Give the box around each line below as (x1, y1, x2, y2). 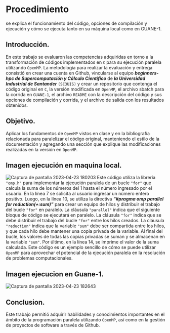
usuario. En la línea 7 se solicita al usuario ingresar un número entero (6, 191, 150, 197)
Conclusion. (6, 298, 45, 307)
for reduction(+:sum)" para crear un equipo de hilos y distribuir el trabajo (6, 201, 160, 207)
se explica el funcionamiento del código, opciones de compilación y (6, 20, 147, 26)
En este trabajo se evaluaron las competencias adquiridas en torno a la (6, 54, 153, 60)
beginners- (134, 70, 159, 76)
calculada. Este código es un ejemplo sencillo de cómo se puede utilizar (6, 244, 156, 251)
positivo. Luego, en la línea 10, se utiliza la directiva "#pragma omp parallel (6, 196, 164, 202)
